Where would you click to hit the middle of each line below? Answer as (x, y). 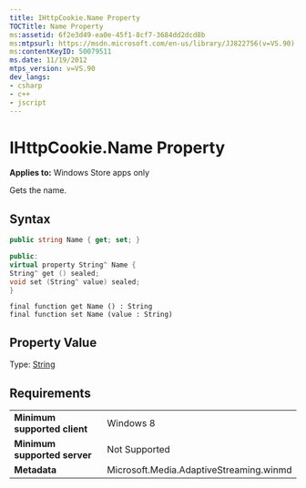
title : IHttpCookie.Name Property (75, 18)
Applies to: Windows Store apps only (80, 173)
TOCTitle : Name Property (56, 26)
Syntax (30, 219)
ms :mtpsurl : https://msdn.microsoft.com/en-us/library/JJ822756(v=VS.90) (153, 43)
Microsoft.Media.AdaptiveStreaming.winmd (199, 470)
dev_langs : (30, 77)
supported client (51, 429)
